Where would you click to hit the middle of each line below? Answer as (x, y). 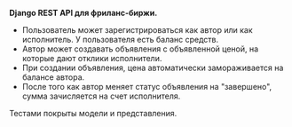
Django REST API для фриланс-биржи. (83, 13)
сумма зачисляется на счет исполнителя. (101, 96)
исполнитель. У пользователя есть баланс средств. (120, 40)
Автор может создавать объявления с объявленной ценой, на (140, 49)
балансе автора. (53, 77)
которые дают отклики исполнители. (92, 58)
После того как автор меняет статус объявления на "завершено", (147, 87)
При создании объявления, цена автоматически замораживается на (153, 67)
